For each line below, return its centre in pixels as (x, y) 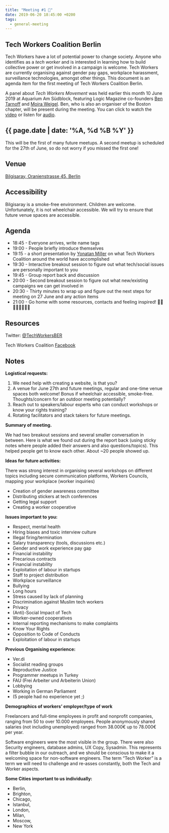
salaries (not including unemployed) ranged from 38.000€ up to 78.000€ (81, 727)
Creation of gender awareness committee (56, 491)
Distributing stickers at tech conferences (55, 496)
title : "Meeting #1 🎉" (29, 10)
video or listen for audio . (31, 115)
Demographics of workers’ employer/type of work (59, 706)
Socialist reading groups (38, 664)
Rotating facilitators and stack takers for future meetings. (72, 415)
